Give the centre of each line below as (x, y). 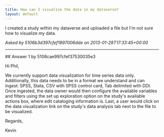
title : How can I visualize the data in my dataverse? (62, 9)
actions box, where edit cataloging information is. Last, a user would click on (82, 101)
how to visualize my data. (31, 33)
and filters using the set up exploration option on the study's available (75, 96)
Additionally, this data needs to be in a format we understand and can (75, 80)
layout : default (21, 14)
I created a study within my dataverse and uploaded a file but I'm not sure (79, 28)
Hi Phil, (12, 66)
